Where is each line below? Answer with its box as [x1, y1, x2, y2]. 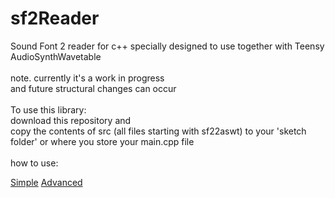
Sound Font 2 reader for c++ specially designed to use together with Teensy [10, 40, 325, 52]
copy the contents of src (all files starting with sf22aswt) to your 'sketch [10, 125, 307, 137]
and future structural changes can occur [10, 82, 177, 94]
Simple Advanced [10, 176, 83, 188]
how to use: [10, 157, 59, 169]
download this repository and [10, 114, 132, 126]
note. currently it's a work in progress [10, 72, 165, 84]
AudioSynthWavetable [10, 50, 102, 62]
